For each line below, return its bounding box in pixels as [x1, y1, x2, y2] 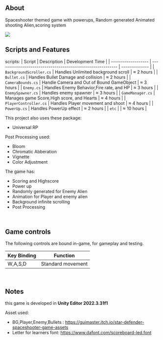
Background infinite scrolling [12, 198, 70, 205]
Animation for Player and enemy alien [12, 194, 88, 199]
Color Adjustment [12, 159, 48, 165]
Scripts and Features [5, 46, 70, 54]
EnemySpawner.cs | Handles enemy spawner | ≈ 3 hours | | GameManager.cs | [5, 90, 155, 96]
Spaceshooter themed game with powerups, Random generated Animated [5, 17, 155, 23]
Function [53, 252, 75, 259]
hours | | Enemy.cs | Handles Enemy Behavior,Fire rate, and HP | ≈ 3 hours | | [5, 84, 159, 90]
